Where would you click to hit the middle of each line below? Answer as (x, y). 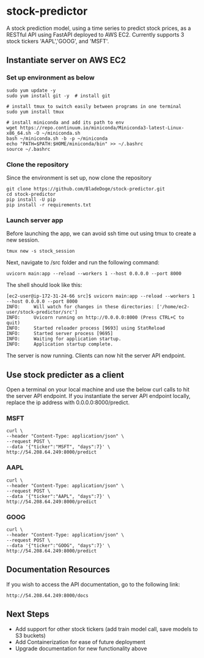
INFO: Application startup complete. (60, 344)
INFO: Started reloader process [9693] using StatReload (86, 328)
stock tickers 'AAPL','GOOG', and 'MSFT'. (58, 41)
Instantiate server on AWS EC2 (66, 60)
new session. (23, 240)
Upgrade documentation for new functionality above (81, 648)
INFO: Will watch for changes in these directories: (80, 307)
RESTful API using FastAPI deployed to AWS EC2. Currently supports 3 (95, 34)
